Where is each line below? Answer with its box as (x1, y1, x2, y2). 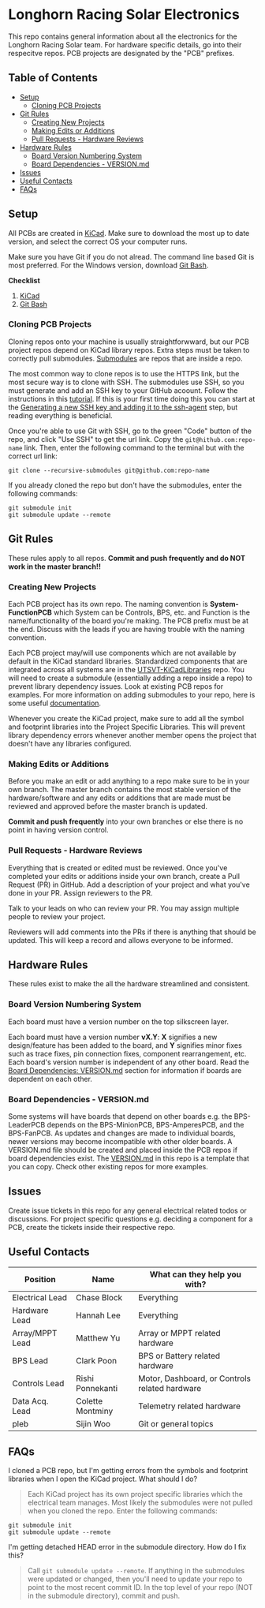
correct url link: (8, 451, 58, 461)
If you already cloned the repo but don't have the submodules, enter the (8, 480, 242, 490)
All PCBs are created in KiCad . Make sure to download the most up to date (8, 228, 250, 237)
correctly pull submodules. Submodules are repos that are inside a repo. (8, 353, 243, 363)
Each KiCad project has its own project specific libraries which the (27, 1490, 243, 1499)
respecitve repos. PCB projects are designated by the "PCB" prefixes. (8, 48, 235, 58)
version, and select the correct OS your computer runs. (8, 237, 188, 246)
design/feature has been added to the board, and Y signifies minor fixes (8, 1040, 242, 1050)
